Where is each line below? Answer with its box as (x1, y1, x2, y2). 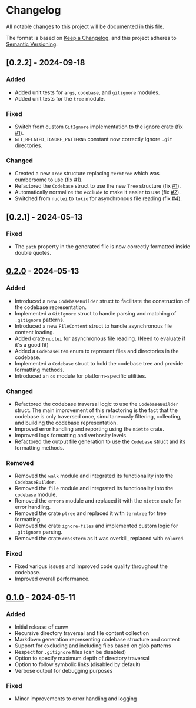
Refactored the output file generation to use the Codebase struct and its (14, 438, 186, 445)
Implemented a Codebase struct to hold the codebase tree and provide (14, 360, 184, 367)
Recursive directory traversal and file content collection (14, 630, 149, 637)
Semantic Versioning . (6, 41, 58, 48)
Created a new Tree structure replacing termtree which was (14, 170, 160, 177)
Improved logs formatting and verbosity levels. (14, 431, 128, 438)
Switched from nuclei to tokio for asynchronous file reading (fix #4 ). (14, 195, 182, 202)
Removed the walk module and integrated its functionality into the (14, 472, 174, 480)
